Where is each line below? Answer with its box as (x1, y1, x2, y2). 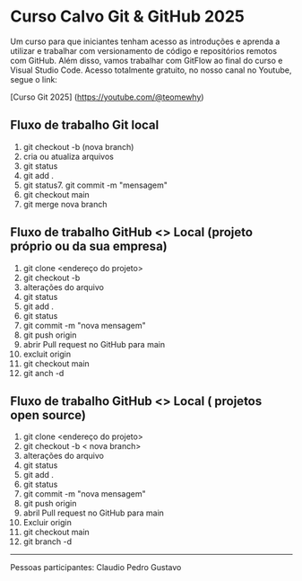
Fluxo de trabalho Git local (10, 118, 160, 133)
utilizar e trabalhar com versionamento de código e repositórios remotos (10, 45, 277, 56)
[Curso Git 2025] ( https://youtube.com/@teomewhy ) (10, 92, 204, 102)
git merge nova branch (22, 198, 108, 209)
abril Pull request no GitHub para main (22, 507, 165, 518)
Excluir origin (22, 517, 73, 528)
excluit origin (22, 348, 72, 359)
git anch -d (22, 367, 65, 378)
